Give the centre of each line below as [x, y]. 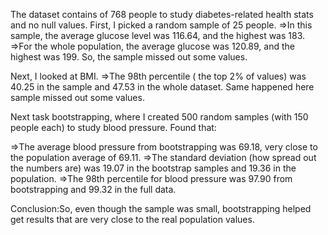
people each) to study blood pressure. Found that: [113, 127]
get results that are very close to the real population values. [132, 219]
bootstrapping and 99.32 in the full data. [93, 189]
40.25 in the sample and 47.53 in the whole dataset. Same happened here [162, 87]
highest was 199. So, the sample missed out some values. [129, 57]
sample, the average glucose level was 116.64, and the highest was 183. [158, 35]
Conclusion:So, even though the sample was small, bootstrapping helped [161, 208]
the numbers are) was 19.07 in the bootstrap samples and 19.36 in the [153, 168]
